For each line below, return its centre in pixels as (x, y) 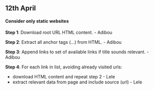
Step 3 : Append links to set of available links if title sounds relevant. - (77, 52)
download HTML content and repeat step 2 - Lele (64, 76)
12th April (21, 8)
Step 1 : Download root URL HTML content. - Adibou (59, 32)
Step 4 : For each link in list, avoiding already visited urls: (64, 67)
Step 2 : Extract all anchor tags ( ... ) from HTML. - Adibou (63, 42)
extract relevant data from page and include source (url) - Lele (77, 82)
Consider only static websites (37, 21)
